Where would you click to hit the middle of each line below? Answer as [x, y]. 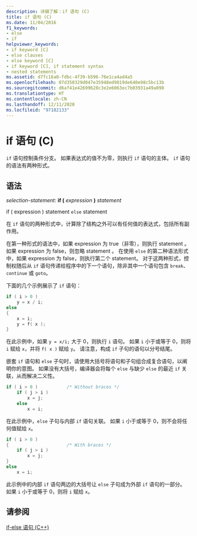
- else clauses [25, 55]
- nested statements [31, 72]
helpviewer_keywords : [33, 45]
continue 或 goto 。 [29, 273]
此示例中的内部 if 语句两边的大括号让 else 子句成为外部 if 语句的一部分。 [96, 484]
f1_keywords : [22, 28]
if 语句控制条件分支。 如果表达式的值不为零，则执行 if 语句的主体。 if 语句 [98, 158]
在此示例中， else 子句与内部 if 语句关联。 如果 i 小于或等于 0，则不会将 [94, 421]
